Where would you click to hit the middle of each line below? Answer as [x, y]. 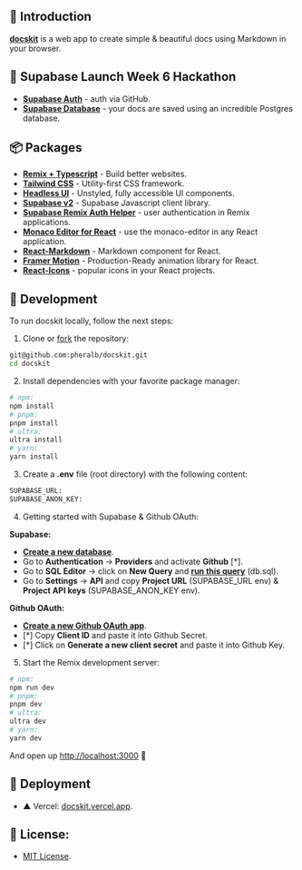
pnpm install [34, 423]
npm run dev [32, 687]
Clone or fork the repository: [76, 339]
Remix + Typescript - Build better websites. [105, 174]
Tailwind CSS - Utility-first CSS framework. [103, 183]
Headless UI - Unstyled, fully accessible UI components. [128, 193]
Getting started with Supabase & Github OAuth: [111, 516]
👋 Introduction [51, 17]
